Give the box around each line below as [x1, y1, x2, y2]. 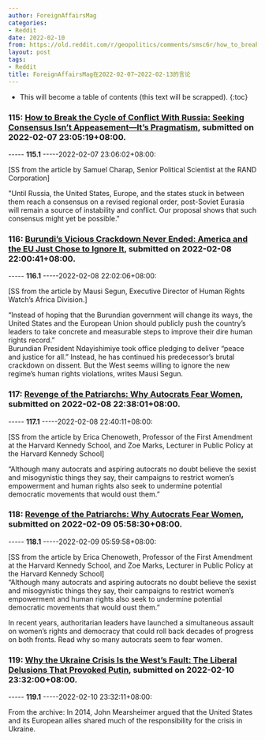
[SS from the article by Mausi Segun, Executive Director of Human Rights [8, 286, 245, 296]
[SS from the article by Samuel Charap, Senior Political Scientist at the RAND [8, 164, 257, 174]
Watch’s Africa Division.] [8, 295, 88, 304]
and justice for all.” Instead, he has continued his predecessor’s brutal [8, 353, 235, 362]
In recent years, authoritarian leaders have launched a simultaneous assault [8, 617, 254, 627]
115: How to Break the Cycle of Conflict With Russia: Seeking [8, 111, 244, 123]
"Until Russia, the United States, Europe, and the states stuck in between [8, 188, 244, 198]
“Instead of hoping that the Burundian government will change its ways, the [8, 310, 253, 320]
